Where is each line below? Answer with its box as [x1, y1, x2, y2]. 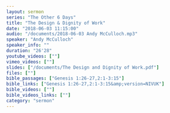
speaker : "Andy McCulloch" [6, 36, 74, 42]
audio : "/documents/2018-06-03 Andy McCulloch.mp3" [6, 31, 138, 37]
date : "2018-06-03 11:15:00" [6, 25, 79, 32]
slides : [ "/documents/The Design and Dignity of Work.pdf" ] [6, 64, 160, 71]
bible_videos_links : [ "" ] [6, 92, 71, 98]
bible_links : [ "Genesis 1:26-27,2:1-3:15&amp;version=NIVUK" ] [6, 81, 165, 87]
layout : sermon [6, 8, 44, 15]
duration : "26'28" [6, 48, 52, 54]
